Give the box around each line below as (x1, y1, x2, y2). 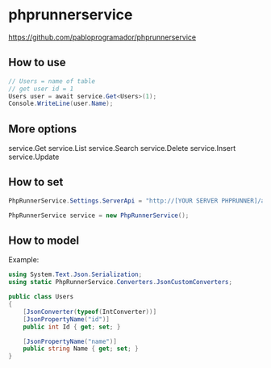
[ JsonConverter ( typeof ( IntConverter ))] (23, 307, 157, 316)
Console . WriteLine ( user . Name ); (8, 99, 114, 108)
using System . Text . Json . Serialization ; (8, 270, 143, 279)
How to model (8, 234, 79, 248)
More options (8, 122, 77, 136)
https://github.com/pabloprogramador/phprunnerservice (8, 32, 196, 42)
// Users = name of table (8, 77, 95, 86)
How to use (8, 56, 66, 69)
